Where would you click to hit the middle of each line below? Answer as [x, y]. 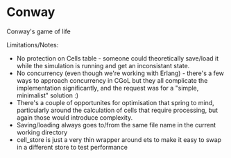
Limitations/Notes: [33, 45]
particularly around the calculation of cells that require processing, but [117, 110]
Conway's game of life [38, 31]
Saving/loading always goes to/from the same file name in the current [116, 125]
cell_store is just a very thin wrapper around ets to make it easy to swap [119, 139]
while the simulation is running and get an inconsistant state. [103, 65]
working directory [42, 132]
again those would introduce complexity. [75, 117]
